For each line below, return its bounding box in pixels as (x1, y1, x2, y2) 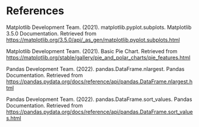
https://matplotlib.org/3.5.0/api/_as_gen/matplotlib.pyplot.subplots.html (6, 36, 180, 43)
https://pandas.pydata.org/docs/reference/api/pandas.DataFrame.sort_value (6, 108, 193, 115)
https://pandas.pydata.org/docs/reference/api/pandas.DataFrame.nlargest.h (6, 78, 193, 85)
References (6, 4, 64, 18)
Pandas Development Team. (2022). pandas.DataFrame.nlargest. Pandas (6, 65, 185, 72)
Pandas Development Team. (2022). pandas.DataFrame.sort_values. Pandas (6, 96, 192, 103)
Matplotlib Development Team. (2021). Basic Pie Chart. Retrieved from (6, 47, 178, 54)
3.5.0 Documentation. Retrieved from (6, 30, 97, 37)
